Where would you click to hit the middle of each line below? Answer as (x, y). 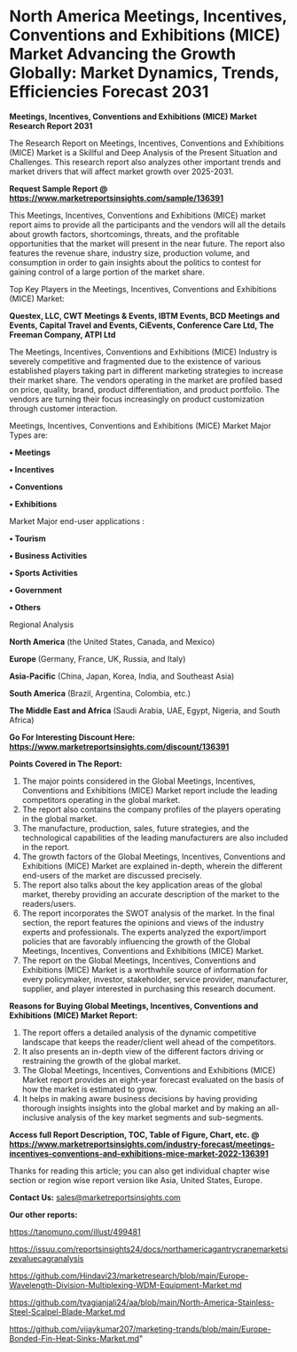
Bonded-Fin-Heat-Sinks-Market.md (74, 1338)
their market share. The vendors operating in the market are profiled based (146, 380)
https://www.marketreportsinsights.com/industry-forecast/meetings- (142, 1144)
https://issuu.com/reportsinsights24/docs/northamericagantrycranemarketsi (148, 1249)
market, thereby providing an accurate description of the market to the (151, 894)
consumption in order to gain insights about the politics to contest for (135, 262)
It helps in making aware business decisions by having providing (140, 1098)
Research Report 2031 (51, 125)
